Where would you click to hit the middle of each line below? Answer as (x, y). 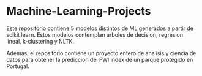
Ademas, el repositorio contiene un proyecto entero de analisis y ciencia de (101, 53)
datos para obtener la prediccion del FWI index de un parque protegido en (100, 59)
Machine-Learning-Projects (79, 11)
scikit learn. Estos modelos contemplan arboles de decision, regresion (95, 34)
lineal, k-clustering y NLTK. (40, 41)
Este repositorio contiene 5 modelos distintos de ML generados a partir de (100, 28)
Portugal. (18, 66)
